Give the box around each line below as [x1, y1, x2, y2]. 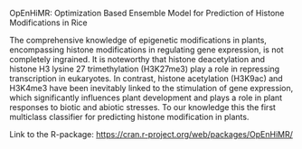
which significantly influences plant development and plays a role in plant [9, 92, 283, 103]
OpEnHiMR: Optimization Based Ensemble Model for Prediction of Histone [9, 8, 285, 18]
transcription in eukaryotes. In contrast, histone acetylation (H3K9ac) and [9, 73, 283, 84]
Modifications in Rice [9, 17, 88, 28]
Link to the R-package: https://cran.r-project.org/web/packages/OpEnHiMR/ [9, 129, 294, 139]
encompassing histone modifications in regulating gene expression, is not [9, 44, 284, 55]
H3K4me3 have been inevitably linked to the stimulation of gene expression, [9, 83, 294, 93]
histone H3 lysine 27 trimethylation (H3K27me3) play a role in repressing [9, 63, 280, 74]
